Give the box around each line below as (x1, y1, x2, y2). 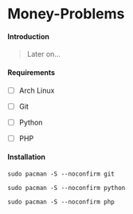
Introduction (7, 31, 49, 41)
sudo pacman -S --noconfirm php (7, 198, 115, 206)
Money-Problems (7, 5, 125, 23)
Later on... (26, 50, 61, 59)
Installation (7, 153, 45, 162)
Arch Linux (18, 85, 55, 95)
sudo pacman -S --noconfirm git (7, 170, 115, 178)
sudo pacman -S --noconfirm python (7, 184, 126, 192)
